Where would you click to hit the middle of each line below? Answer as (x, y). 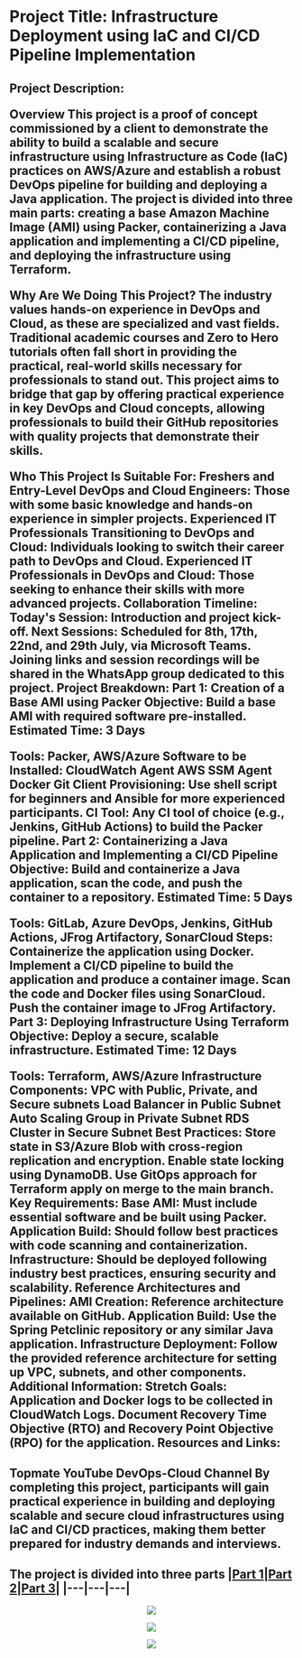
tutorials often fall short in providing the (123, 352)
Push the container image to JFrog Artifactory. (143, 1008)
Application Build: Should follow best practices (144, 1231)
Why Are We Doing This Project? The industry (141, 295)
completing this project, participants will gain (139, 1487)
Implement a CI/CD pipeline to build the (122, 965)
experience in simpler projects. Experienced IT (143, 519)
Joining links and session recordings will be (134, 659)
